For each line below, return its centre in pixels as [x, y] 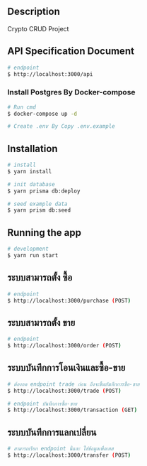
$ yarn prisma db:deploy [44, 191]
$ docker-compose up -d [42, 114]
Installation [33, 148]
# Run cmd [22, 107]
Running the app [44, 233]
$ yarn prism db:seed [39, 210]
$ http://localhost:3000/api [50, 74]
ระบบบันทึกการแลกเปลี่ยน [52, 432]
